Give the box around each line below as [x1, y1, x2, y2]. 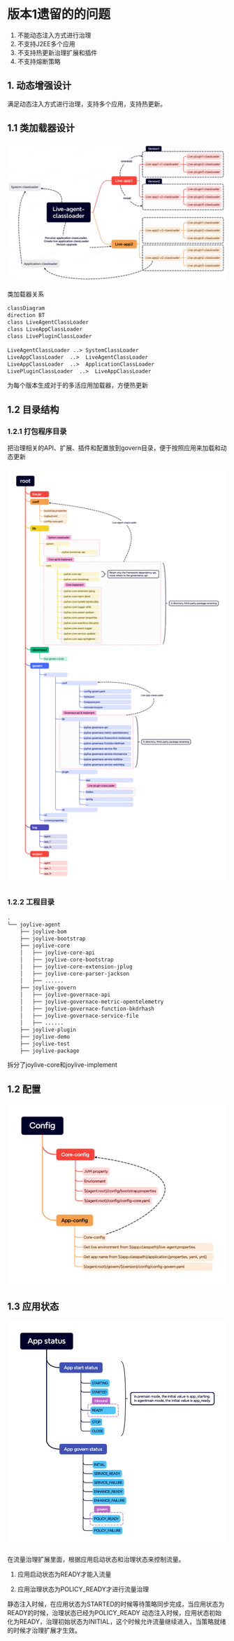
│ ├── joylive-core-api [20, 949, 96, 957]
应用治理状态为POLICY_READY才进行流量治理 [17, 1585, 149, 1593]
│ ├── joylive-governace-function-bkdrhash [20, 1005, 155, 1013]
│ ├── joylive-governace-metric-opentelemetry [20, 998, 164, 1006]
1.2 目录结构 [7, 404, 59, 416]
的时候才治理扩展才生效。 [7, 1626, 81, 1634]
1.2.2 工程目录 [7, 897, 54, 907]
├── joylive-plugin [20, 1026, 77, 1034]
